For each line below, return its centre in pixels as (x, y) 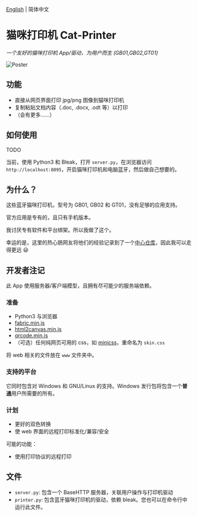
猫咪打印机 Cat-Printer (61, 35)
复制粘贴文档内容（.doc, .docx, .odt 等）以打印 (71, 107)
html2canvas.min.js (38, 329)
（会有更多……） (34, 115)
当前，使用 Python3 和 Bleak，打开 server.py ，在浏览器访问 (79, 162)
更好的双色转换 (33, 424)
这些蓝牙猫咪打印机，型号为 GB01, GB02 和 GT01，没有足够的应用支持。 (94, 205)
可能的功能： (21, 444)
